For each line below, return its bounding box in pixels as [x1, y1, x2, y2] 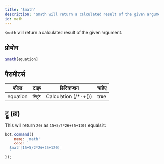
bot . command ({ [5, 132, 34, 137]
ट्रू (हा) [5, 109, 20, 118]
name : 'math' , [14, 136, 42, 142]
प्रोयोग [5, 43, 19, 52]
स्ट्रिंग [32, 93, 41, 100]
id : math [5, 16, 23, 21]
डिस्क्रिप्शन [59, 84, 79, 91]
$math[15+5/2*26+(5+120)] [9, 145, 62, 150]
